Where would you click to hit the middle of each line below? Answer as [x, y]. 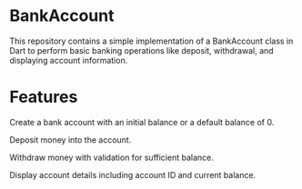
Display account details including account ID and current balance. [133, 174]
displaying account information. [69, 60]
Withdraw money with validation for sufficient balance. [111, 157]
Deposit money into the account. [70, 139]
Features [44, 97]
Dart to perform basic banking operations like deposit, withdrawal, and [142, 50]
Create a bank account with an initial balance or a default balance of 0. [142, 122]
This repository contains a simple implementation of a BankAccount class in [151, 41]
